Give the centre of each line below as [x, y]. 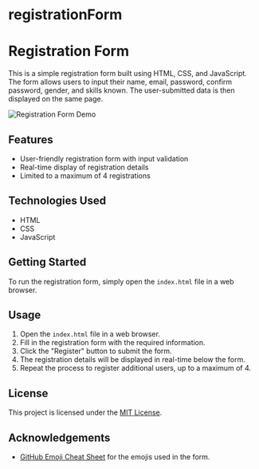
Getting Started [47, 262]
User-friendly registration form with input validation [104, 158]
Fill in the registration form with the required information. [112, 343]
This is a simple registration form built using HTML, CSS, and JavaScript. [128, 74]
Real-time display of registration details [84, 167]
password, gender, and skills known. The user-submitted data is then [122, 90]
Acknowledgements [59, 437]
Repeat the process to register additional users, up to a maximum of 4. [135, 368]
